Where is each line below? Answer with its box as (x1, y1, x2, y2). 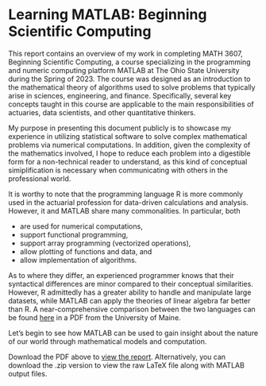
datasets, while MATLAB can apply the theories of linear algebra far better (8, 295, 251, 305)
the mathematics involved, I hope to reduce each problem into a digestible (8, 149, 251, 158)
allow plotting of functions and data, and (19, 246, 152, 256)
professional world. (8, 173, 71, 183)
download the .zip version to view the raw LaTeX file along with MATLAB (8, 360, 245, 370)
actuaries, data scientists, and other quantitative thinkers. (8, 107, 196, 117)
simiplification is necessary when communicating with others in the (8, 165, 229, 175)
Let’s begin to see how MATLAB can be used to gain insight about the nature (8, 328, 259, 338)
